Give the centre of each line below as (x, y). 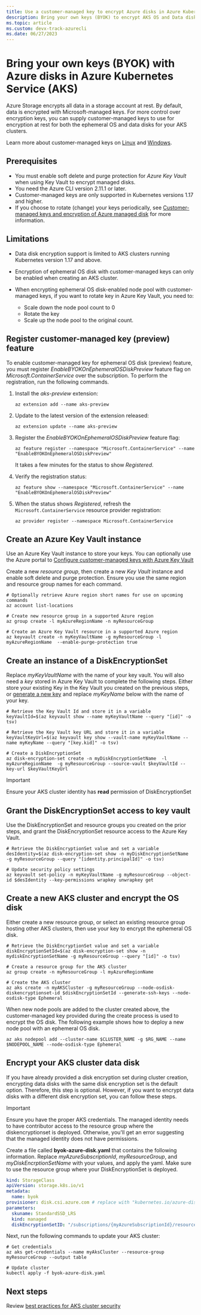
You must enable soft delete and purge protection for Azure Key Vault (100, 176)
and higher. (29, 201)
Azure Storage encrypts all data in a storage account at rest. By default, (95, 106)
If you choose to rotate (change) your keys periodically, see (88, 208)
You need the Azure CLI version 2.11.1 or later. (71, 188)
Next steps (27, 1291)
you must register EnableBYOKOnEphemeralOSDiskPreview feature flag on (98, 369)
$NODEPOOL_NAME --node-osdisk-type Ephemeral (64, 1045)
